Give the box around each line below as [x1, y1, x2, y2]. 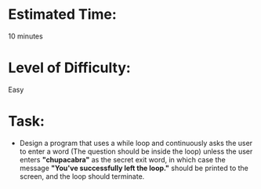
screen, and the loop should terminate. [19, 171, 145, 181]
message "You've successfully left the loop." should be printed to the [19, 163, 248, 173]
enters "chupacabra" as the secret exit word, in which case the [19, 154, 226, 164]
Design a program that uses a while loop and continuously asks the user [19, 138, 253, 147]
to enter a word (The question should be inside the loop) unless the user [19, 147, 253, 156]
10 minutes [8, 31, 43, 41]
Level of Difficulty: [8, 59, 131, 77]
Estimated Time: [8, 5, 118, 24]
